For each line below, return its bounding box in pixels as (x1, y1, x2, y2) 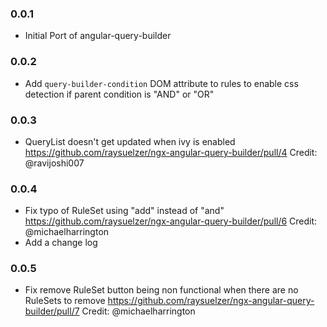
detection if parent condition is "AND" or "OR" (24, 88, 215, 100)
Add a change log (24, 237, 98, 249)
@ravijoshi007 (24, 157, 85, 169)
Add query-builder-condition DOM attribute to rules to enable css (24, 77, 299, 89)
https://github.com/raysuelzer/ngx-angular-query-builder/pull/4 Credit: (24, 146, 318, 158)
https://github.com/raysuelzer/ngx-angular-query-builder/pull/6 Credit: (24, 215, 318, 227)
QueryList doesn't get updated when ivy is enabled (24, 135, 236, 147)
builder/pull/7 (24, 305, 80, 317)
